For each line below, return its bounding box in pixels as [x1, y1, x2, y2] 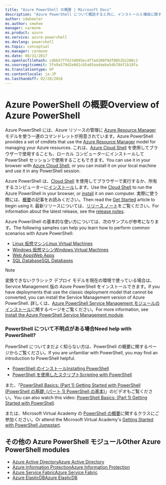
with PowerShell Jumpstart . [5, 422, 61, 428]
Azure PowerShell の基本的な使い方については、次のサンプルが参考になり [5, 218, 155, 224]
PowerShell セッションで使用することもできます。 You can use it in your [5, 157, 151, 163]
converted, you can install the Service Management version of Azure [5, 294, 145, 300]
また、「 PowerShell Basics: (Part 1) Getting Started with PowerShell [5, 382, 141, 388]
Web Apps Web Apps [12, 252, 55, 258]
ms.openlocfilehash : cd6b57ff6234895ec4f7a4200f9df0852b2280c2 [5, 58, 138, 63]
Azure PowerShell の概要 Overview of [5, 99, 160, 110]
